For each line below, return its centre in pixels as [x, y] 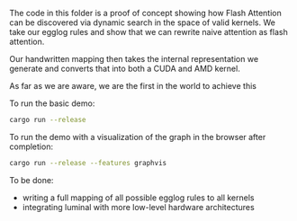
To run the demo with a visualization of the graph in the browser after [138, 137]
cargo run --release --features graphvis [88, 163]
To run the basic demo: [52, 103]
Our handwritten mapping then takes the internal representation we [134, 59]
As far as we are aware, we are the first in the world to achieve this [133, 86]
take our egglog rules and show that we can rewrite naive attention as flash [148, 32]
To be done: [31, 180]
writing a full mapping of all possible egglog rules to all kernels [138, 198]
